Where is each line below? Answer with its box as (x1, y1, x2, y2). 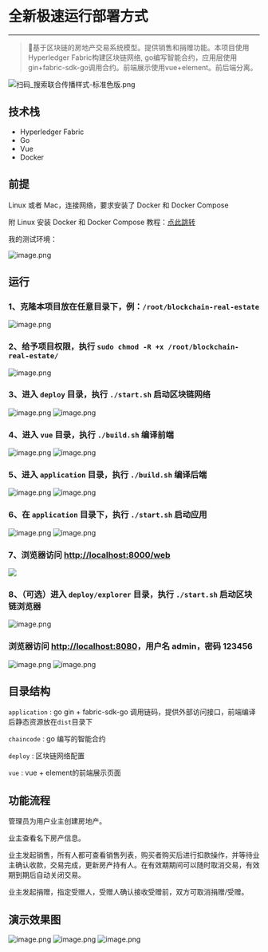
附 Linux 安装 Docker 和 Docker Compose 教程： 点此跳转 (8, 217, 196, 227)
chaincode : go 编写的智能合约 (8, 734, 106, 744)
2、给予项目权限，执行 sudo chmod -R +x (8, 341, 164, 352)
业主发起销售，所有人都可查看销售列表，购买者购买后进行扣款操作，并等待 (8, 851, 253, 860)
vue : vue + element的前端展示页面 (8, 768, 121, 778)
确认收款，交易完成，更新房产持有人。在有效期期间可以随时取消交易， (14, 860, 246, 870)
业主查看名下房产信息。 (8, 833, 85, 843)
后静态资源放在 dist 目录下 (8, 717, 93, 727)
